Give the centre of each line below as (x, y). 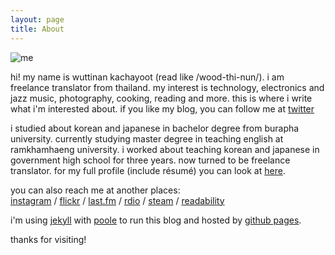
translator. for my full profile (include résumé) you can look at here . (148, 170)
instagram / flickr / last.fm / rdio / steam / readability (117, 200)
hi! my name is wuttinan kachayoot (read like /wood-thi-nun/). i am (147, 77)
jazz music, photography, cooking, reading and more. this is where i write (161, 98)
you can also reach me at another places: (95, 190)
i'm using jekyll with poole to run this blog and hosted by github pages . (156, 220)
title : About (37, 29)
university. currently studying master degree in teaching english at (147, 138)
